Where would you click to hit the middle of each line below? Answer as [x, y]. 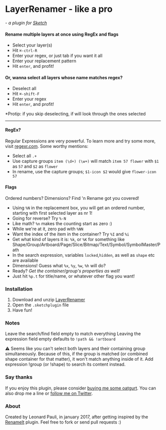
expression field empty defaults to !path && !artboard [61, 339]
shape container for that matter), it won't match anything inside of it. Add [79, 359]
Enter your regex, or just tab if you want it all [57, 56]
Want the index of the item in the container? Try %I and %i [71, 234]
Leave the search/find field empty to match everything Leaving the [73, 334]
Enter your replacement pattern [44, 61]
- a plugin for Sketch [26, 23]
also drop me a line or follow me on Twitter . [49, 393]
